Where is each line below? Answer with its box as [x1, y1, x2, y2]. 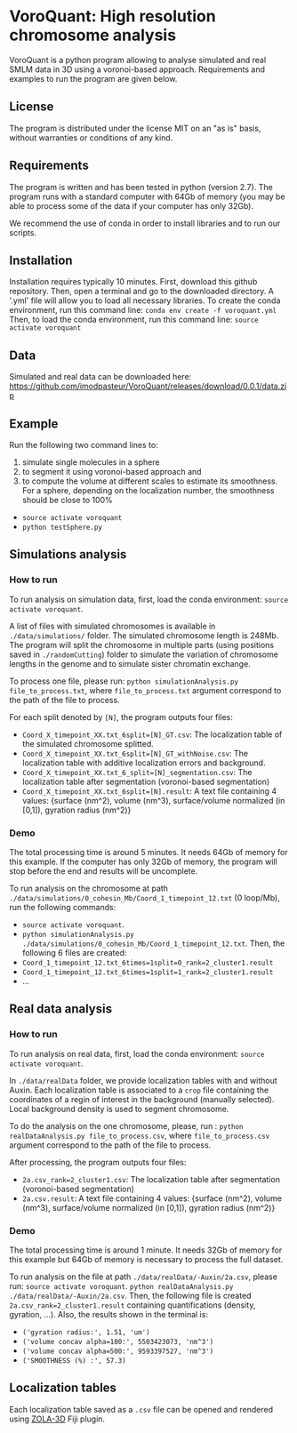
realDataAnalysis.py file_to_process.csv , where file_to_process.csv [9, 1130, 270, 1141]
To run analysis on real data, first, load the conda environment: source [9, 1048, 265, 1059]
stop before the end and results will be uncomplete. [9, 865, 198, 877]
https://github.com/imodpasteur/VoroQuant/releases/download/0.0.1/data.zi [9, 380, 287, 392]
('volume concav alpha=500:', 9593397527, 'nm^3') [21, 1347, 214, 1356]
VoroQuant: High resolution [9, 6, 216, 27]
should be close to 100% [21, 495, 113, 505]
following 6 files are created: [21, 947, 127, 957]
